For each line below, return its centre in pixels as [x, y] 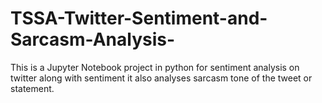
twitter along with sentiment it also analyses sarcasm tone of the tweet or [161, 78]
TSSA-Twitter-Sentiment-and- [139, 18]
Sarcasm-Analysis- [93, 39]
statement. [32, 88]
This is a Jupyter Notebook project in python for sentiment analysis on [155, 67]
